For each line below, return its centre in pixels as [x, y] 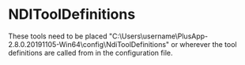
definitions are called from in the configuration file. [90, 52]
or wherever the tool [204, 44]
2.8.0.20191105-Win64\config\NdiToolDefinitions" [89, 44]
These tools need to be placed [58, 36]
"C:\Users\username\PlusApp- [158, 36]
